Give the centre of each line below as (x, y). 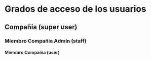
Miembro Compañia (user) (32, 53)
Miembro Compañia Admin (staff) (46, 41)
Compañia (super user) (41, 27)
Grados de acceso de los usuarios (75, 9)
